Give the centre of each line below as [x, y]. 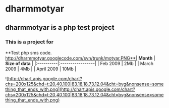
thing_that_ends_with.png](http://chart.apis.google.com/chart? [70, 89]
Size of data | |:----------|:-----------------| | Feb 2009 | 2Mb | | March [79, 63]
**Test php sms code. [29, 52]
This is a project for [30, 42]
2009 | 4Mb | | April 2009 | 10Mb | [41, 69]
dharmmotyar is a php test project [60, 28]
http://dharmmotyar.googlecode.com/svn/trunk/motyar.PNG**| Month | [80, 58]
